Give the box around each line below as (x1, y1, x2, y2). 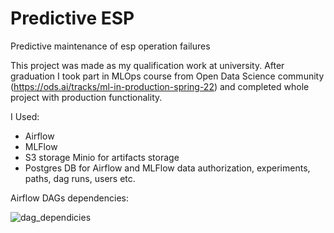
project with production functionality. (10, 91, 163, 103)
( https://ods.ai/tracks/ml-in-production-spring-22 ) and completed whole (10, 80, 310, 92)
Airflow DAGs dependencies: (10, 192, 130, 204)
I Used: (10, 110, 40, 122)
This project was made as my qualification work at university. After (10, 59, 285, 71)
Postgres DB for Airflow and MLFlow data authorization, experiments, (24, 162, 311, 174)
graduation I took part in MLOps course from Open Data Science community (10, 70, 325, 82)
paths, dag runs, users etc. (24, 172, 136, 184)
